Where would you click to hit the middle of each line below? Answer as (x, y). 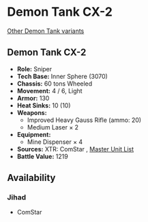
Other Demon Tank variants (46, 31)
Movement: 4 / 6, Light (50, 90)
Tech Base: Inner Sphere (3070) (62, 76)
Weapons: (32, 112)
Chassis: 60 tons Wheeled (55, 84)
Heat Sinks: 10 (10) (44, 105)
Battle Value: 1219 (42, 156)
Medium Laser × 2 (53, 127)
